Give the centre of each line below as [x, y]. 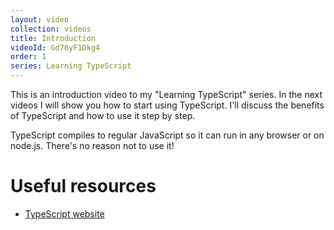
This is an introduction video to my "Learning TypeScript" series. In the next [166, 94]
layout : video [40, 19]
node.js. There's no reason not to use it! [92, 145]
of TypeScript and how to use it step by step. [103, 115]
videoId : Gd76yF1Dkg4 [55, 47]
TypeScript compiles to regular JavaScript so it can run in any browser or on [167, 135]
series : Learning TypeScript [71, 66]
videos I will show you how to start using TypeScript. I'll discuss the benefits [167, 105]
